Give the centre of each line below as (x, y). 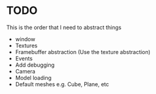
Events (24, 58)
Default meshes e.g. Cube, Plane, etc (62, 84)
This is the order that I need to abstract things (64, 27)
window (25, 39)
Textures (26, 45)
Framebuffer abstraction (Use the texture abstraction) (83, 52)
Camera (25, 71)
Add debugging (35, 65)
